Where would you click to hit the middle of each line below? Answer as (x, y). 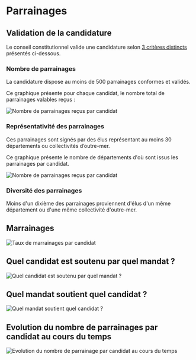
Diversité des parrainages (44, 190)
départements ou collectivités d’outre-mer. (58, 146)
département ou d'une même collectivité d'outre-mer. (72, 210)
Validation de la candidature (59, 33)
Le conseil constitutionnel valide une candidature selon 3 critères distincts (97, 47)
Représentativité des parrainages (55, 127)
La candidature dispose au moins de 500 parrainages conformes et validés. (98, 82)
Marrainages (30, 228)
